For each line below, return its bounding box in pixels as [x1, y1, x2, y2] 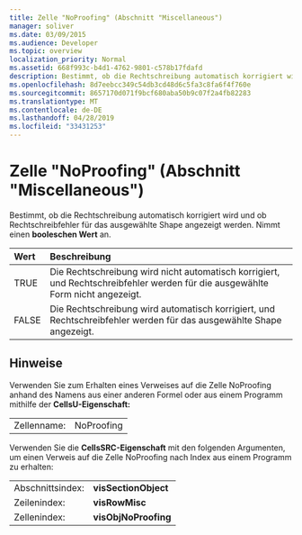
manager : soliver [9, 22, 75, 31]
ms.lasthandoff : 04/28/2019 [9, 113, 115, 122]
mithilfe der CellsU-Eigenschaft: [9, 398, 130, 410]
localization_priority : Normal [9, 55, 127, 64]
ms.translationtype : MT [9, 96, 99, 106]
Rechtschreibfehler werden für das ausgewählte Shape [49, 313, 282, 326]
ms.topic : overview [9, 47, 83, 56]
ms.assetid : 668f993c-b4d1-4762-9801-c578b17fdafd [9, 64, 203, 73]
